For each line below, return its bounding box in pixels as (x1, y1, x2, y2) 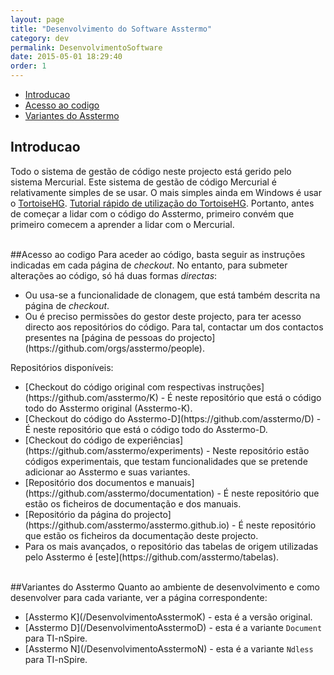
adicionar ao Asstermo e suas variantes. (24, 466, 191, 478)
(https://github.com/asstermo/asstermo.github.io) (24, 519, 230, 531)
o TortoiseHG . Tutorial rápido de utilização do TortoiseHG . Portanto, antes (10, 197, 315, 209)
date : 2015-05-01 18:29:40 (10, 52, 123, 62)
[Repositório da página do (24, 508, 132, 520)
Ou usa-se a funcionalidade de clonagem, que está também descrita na (24, 289, 321, 301)
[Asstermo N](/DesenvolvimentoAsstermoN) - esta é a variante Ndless (24, 642, 314, 655)
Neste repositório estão (212, 444, 310, 456)
